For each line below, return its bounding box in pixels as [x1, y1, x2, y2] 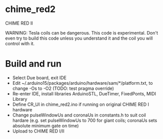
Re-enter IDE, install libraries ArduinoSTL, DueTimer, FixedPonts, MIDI [12, 90, 156, 96]
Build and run [5, 58, 61, 70]
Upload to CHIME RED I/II [12, 128, 65, 134]
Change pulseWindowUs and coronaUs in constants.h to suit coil [12, 112, 146, 118]
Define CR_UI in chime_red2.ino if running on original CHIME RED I [12, 101, 149, 107]
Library [12, 96, 27, 102]
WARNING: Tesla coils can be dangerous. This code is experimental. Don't [5, 30, 158, 36]
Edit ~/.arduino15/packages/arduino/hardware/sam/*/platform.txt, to [12, 80, 153, 86]
